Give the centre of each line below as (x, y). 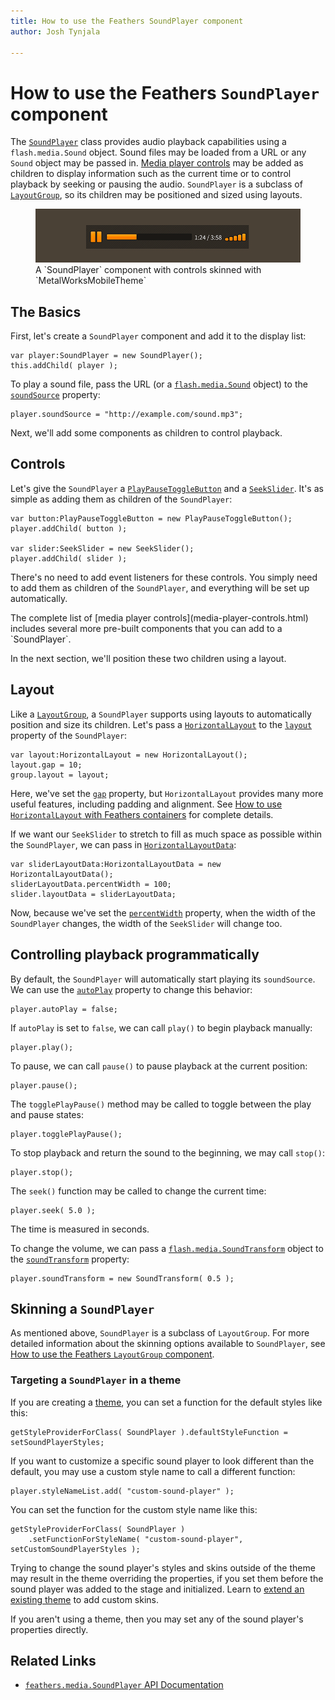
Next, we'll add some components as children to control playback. (146, 433)
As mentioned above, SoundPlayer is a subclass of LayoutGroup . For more (160, 1333)
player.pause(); (44, 1085)
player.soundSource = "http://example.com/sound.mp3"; (127, 415)
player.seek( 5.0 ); (53, 1210)
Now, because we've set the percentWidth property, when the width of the (163, 912)
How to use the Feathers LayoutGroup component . (112, 1354)
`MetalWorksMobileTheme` (91, 281)
